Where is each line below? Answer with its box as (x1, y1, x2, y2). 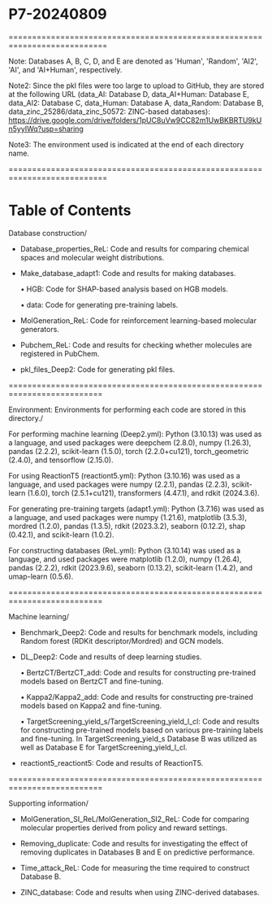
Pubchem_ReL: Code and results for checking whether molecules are (19, 339, 253, 350)
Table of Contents (8, 201, 132, 220)
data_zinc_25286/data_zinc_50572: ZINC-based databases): (8, 107, 211, 116)
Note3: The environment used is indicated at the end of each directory (8, 139, 244, 149)
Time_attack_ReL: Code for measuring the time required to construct (19, 863, 250, 872)
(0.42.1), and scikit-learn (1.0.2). (8, 530, 114, 540)
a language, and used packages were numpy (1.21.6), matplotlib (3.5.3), (8, 512, 248, 522)
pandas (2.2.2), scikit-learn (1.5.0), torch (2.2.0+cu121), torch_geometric (8, 446, 249, 456)
